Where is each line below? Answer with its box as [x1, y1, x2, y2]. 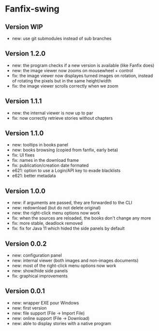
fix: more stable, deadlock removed [12, 221, 83, 226]
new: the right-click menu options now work [12, 210, 100, 216]
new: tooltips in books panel [12, 142, 69, 148]
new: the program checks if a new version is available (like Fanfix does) [12, 62, 155, 68]
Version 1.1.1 [5, 97, 42, 105]
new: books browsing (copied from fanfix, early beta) [12, 147, 118, 153]
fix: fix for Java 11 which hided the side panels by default [12, 225, 125, 231]
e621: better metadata [12, 173, 56, 179]
